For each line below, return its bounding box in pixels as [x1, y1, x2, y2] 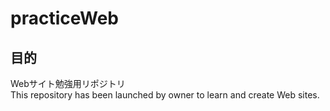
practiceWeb [10, 7, 119, 30]
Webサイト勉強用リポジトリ [10, 78, 126, 89]
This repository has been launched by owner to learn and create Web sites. [10, 89, 320, 101]
